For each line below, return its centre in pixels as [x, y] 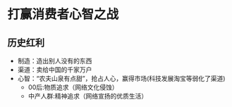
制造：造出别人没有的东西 [55, 61]
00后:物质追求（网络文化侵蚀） [73, 87]
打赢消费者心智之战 [63, 14]
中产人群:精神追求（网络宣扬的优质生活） [88, 96]
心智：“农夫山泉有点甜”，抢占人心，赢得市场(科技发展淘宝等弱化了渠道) [121, 78]
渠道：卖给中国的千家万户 [55, 70]
